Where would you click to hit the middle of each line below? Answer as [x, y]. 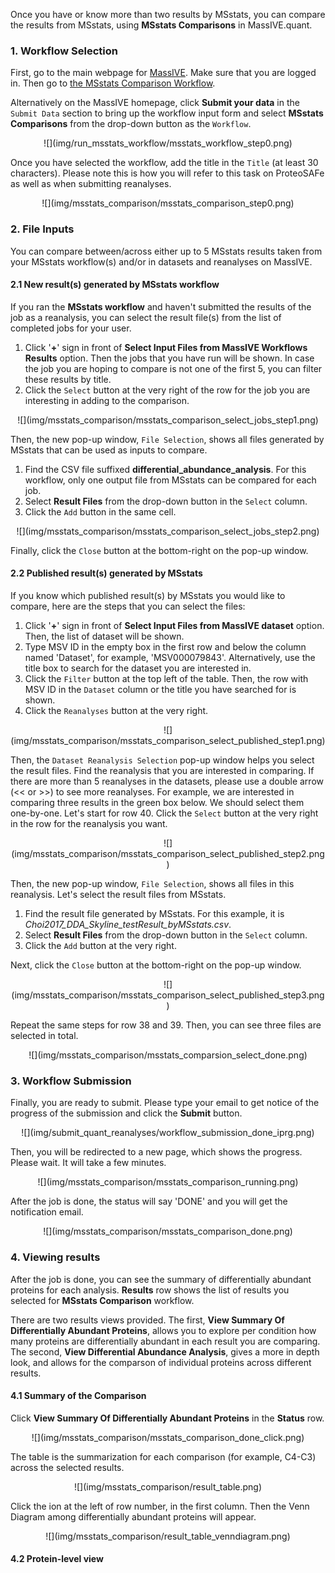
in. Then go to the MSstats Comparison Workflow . [113, 83]
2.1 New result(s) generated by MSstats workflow [115, 285]
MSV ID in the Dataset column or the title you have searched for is [160, 689]
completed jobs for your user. [71, 328]
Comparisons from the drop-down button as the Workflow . [131, 124]
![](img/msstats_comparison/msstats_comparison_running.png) [168, 1182]
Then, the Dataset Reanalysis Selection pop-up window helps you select [162, 760]
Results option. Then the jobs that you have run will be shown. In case [169, 358]
